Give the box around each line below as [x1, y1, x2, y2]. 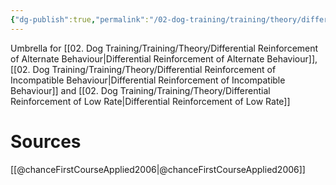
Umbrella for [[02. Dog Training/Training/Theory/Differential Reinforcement [10, 42, 319, 54]
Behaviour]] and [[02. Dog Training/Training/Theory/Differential [10, 84, 271, 96]
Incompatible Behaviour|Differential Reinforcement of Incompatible [10, 74, 286, 86]
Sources [10, 130, 82, 153]
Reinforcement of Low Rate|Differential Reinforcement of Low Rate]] [10, 95, 291, 107]
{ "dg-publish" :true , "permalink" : [10, 14, 150, 25]
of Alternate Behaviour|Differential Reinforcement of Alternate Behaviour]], [10, 52, 318, 65]
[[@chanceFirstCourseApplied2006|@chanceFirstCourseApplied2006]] [10, 163, 306, 175]
